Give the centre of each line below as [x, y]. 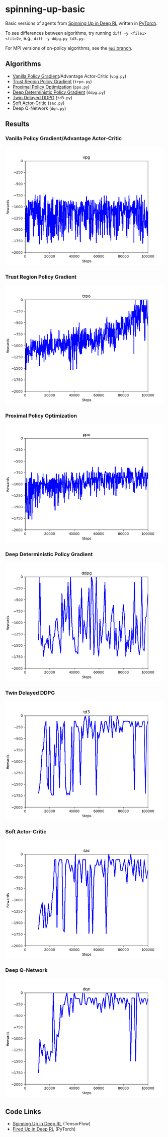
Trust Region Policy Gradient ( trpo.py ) [52, 81]
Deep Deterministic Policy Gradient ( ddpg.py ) [59, 92]
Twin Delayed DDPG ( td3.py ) [43, 97]
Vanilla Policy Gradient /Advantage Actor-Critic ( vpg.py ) [69, 76]
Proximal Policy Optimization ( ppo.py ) [51, 87]
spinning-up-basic [45, 9]
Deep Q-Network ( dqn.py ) [39, 108]
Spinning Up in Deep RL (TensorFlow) [51, 1124]
